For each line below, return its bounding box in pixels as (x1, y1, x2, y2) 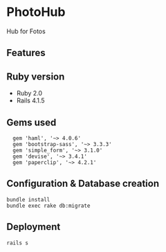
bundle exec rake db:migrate (6, 202, 91, 209)
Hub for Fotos (6, 27, 46, 35)
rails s (6, 240, 29, 246)
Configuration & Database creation (6, 178, 160, 190)
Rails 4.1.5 (16, 96, 45, 105)
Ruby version (6, 71, 65, 82)
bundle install (6, 196, 50, 203)
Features (6, 47, 46, 59)
